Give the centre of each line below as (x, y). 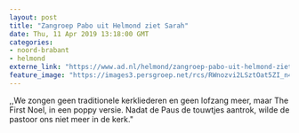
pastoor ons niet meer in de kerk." (71, 119)
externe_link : (36, 67)
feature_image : (37, 75)
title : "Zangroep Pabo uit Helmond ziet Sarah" (99, 26)
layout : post (33, 17)
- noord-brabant (39, 51)
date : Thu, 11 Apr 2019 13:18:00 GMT (79, 34)
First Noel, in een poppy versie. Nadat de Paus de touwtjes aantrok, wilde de (149, 110)
